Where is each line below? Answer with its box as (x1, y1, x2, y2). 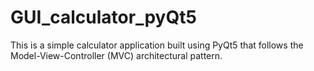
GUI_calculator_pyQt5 (10, 6, 197, 29)
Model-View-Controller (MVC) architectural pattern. (10, 49, 223, 61)
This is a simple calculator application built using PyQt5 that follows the (10, 39, 304, 51)
